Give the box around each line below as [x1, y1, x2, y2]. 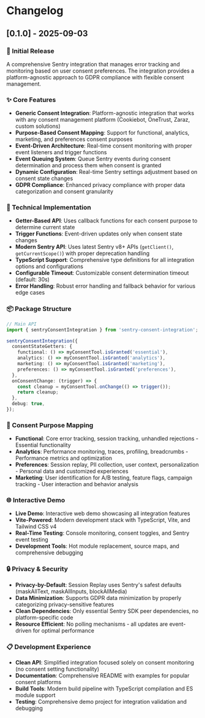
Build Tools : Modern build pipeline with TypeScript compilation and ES [15, 685, 193, 692]
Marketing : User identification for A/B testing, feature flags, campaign [15, 474, 193, 481]
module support [15, 692, 56, 699]
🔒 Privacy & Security [6, 565, 69, 574]
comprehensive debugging [15, 549, 84, 556]
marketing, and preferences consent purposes [15, 136, 133, 143]
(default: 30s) [15, 276, 50, 283]
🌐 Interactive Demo [6, 496, 65, 505]
